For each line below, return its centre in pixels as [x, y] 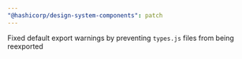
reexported [26, 46]
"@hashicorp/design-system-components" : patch [85, 15]
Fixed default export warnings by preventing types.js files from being [121, 38]
